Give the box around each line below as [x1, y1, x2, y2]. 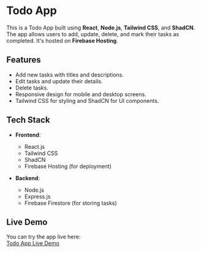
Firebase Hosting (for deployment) [24, 162, 112, 170]
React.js [24, 143, 45, 150]
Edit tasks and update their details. [15, 77, 103, 85]
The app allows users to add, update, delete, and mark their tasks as [6, 30, 180, 37]
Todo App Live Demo [6, 240, 59, 247]
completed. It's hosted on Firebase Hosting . [6, 37, 118, 44]
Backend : [15, 174, 40, 181]
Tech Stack [6, 115, 50, 126]
